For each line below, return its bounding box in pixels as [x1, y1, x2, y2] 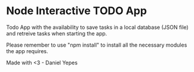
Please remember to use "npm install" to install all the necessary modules [6, 41, 187, 48]
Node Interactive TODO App [6, 4, 147, 18]
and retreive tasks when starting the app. [6, 30, 107, 37]
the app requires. [6, 47, 48, 54]
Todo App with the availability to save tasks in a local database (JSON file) [6, 24, 189, 31]
